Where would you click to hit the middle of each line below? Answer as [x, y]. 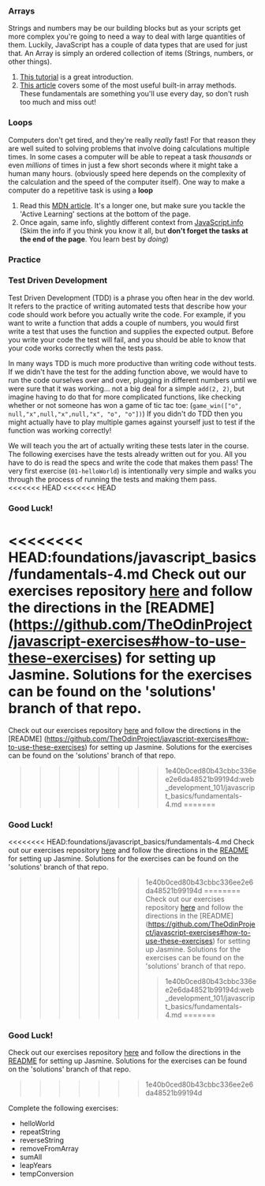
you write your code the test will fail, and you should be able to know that [127, 339]
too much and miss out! [58, 102]
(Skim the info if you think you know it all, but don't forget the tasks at [134, 230]
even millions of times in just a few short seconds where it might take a [123, 165]
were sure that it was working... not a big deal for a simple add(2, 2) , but [126, 388]
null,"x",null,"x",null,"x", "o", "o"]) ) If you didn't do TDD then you [125, 413]
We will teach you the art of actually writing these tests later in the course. [129, 445]
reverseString [42, 1140]
